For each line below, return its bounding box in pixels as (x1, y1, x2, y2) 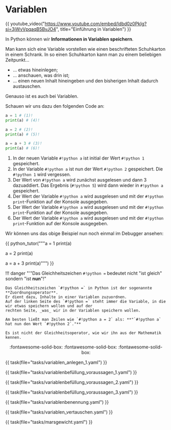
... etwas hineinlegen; (12, 67, 58, 73)
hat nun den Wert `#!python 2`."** (5, 322, 81, 327)
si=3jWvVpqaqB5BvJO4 (5, 26, 56, 32)
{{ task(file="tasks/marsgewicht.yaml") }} (5, 419, 93, 425)
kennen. (5, 335, 22, 340)
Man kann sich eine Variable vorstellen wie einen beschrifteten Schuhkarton (5, 46, 166, 52)
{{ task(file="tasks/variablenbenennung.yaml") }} (5, 399, 109, 405)
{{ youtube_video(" (5, 21, 45, 27)
